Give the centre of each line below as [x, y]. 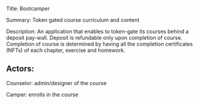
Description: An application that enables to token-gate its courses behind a [97, 31]
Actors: [20, 69]
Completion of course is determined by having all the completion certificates [99, 44]
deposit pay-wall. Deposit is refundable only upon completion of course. [94, 38]
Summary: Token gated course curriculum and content [73, 20]
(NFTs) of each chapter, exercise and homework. [66, 50]
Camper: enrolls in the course [42, 95]
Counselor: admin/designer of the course [56, 83]
